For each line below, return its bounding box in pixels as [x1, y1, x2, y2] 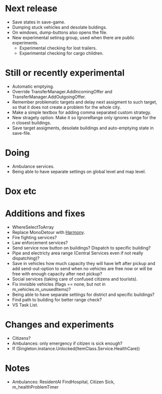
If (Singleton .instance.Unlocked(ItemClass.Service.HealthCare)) [12, 345, 140, 352]
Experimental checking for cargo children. [19, 50, 104, 56]
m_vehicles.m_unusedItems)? [12, 286, 71, 292]
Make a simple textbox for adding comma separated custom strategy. [12, 109, 152, 115]
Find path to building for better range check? [12, 296, 102, 303]
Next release [5, 3, 57, 14]
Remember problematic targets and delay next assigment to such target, [12, 99, 157, 105]
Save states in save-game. [12, 19, 66, 25]
